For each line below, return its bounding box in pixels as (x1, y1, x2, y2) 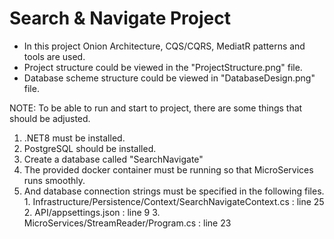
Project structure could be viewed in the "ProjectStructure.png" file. (23, 61, 303, 73)
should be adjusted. (9, 112, 91, 124)
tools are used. (23, 50, 86, 62)
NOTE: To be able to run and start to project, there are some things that (9, 102, 303, 114)
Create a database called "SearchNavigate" (23, 153, 204, 165)
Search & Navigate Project (9, 7, 232, 30)
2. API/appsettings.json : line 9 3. (23, 206, 161, 218)
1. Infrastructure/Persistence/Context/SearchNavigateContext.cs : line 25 (23, 195, 325, 207)
